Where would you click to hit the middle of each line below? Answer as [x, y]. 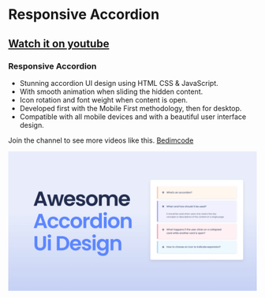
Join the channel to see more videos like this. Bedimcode [101, 140]
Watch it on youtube [59, 44]
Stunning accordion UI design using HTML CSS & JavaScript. [119, 83]
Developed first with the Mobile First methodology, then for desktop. [131, 108]
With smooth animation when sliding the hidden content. [111, 91]
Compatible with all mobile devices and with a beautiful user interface [133, 117]
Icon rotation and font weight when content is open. [103, 99]
